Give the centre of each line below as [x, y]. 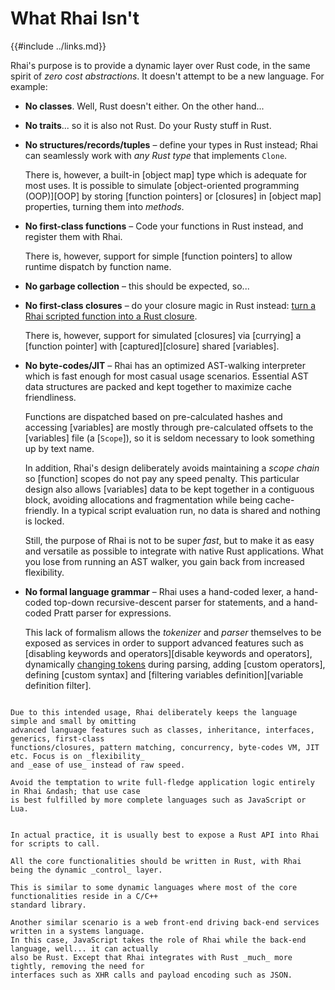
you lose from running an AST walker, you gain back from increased [164, 561]
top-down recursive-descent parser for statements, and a [172, 602]
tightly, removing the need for [77, 966]
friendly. [42, 510]
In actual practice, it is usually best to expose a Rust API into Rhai [165, 835]
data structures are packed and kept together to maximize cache [158, 386]
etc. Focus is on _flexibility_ [77, 756]
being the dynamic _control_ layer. [86, 870]
